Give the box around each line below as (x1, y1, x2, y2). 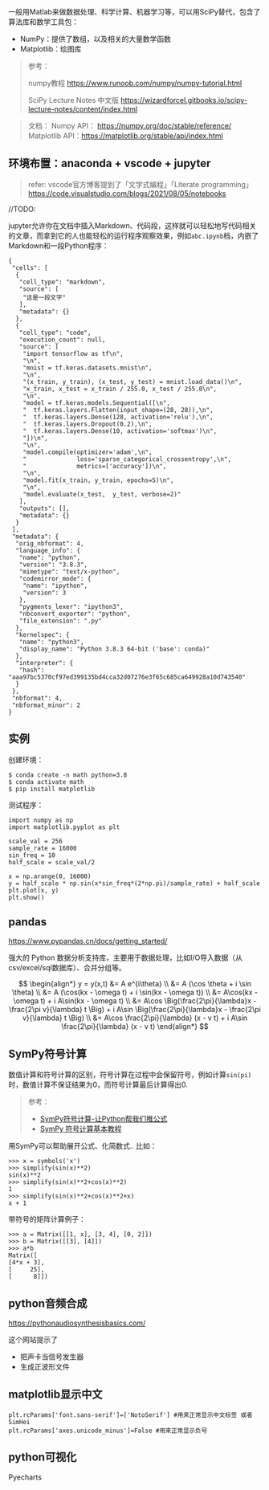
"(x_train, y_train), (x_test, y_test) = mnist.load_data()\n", (22, 378, 243, 386)
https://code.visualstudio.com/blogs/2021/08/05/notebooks (27, 188, 226, 198)
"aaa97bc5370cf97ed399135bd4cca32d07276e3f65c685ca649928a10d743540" (8, 673, 247, 681)
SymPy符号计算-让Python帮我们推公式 (39, 1114, 168, 1124)
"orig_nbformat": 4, (15, 539, 84, 548)
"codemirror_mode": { (18, 574, 92, 582)
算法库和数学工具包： (8, 17, 79, 27)
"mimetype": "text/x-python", (18, 567, 120, 576)
